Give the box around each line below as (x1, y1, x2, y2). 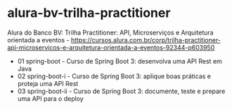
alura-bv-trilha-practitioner (7, 5, 171, 21)
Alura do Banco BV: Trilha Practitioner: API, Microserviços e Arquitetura (7, 28, 214, 37)
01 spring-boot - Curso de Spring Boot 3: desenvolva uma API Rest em (17, 56, 223, 65)
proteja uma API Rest (17, 79, 79, 87)
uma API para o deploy (17, 94, 84, 103)
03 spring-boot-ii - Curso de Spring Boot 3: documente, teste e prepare (17, 87, 226, 95)
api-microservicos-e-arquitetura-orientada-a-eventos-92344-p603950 (7, 43, 215, 51)
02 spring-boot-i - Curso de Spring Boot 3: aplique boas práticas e (17, 72, 211, 80)
